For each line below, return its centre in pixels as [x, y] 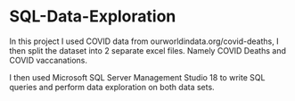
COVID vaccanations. [48, 60]
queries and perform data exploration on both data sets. [112, 87]
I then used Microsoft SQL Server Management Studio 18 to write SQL [137, 77]
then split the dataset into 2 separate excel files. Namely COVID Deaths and [148, 50]
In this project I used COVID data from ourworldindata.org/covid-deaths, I [144, 41]
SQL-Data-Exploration [93, 17]
